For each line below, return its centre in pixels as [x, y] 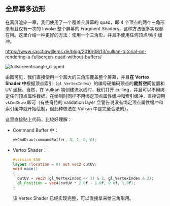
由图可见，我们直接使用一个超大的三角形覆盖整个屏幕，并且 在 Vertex [77, 77]
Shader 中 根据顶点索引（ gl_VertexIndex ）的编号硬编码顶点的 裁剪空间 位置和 [85, 83]
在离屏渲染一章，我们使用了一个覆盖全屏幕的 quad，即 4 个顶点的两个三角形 [85, 22]
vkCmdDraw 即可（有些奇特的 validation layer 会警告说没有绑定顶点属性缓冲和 [84, 102]
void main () [25, 169]
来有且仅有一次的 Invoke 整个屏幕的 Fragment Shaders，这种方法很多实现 [82, 28]
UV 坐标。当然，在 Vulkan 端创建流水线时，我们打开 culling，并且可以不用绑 [85, 90]
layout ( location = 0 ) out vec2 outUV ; [55, 164]
